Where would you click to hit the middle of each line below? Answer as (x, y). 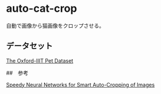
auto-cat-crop (42, 9)
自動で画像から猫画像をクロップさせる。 (55, 25)
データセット (29, 46)
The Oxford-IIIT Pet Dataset (40, 60)
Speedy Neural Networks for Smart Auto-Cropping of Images (80, 85)
